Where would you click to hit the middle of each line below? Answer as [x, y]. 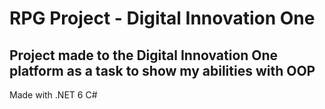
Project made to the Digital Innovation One [144, 55]
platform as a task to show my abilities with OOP [162, 70]
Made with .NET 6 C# [53, 95]
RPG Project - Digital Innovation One [162, 18]
